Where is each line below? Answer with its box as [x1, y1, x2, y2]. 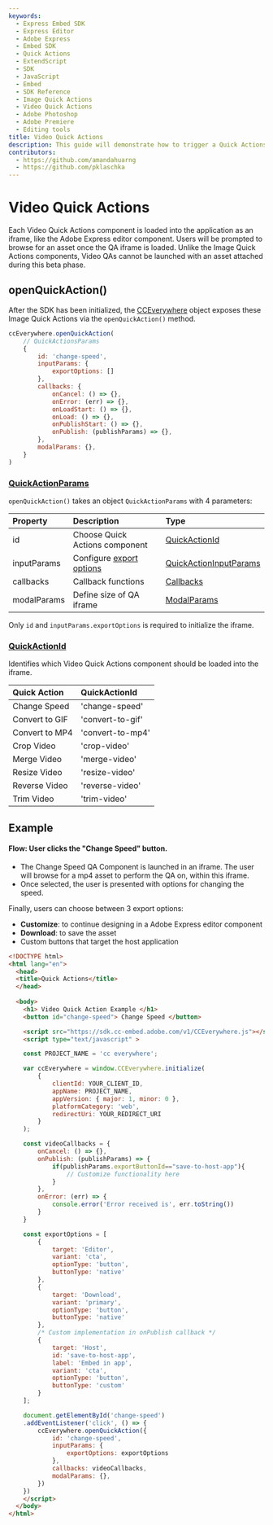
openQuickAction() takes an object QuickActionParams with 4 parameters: [8, 496, 253, 506]
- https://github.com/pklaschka [15, 164, 126, 172]
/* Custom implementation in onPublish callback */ [37, 1329, 217, 1337]
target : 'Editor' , [51, 1245, 115, 1254]
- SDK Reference [15, 87, 71, 96]
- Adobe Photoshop [15, 111, 79, 119]
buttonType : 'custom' [51, 1382, 126, 1390]
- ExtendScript [15, 58, 67, 66]
